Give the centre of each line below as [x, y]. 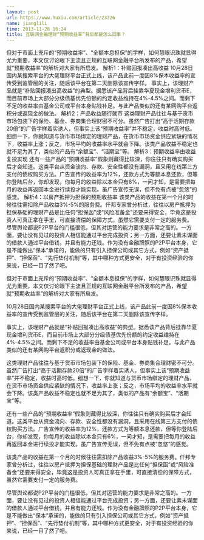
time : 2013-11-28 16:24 [36, 29]
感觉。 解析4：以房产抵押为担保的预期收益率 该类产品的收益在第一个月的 [97, 197]
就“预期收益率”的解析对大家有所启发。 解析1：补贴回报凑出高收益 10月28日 [100, 68]
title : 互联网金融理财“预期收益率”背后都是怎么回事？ [66, 35]
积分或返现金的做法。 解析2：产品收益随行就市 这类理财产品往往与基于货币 [100, 114]
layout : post [23, 12]
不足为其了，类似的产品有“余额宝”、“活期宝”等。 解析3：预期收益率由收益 [104, 151]
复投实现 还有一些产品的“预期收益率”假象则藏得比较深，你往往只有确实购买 [100, 159]
